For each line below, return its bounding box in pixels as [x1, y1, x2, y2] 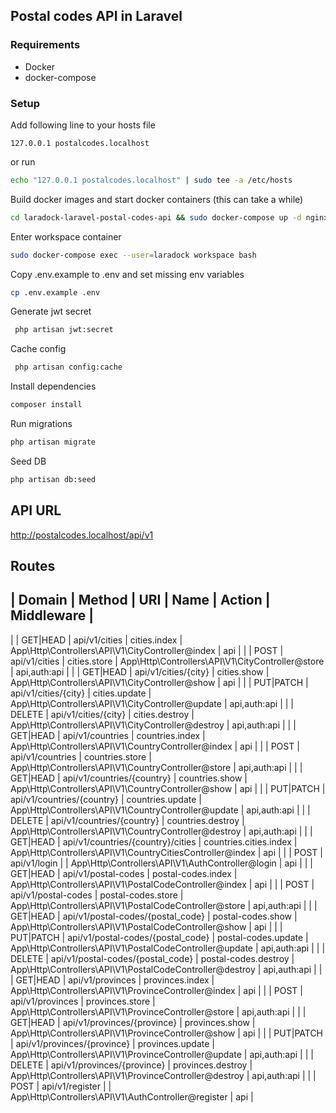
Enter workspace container [10, 230, 122, 243]
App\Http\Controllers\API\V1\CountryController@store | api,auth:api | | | [10, 761, 303, 773]
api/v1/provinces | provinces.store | [10, 995, 156, 1007]
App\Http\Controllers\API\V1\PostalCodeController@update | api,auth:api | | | [10, 942, 326, 954]
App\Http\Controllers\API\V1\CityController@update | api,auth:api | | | [10, 697, 294, 709]
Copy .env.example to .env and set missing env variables [10, 268, 245, 280]
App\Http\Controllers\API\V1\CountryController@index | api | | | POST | [10, 740, 300, 752]
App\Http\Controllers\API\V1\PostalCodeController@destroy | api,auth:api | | [10, 963, 323, 975]
